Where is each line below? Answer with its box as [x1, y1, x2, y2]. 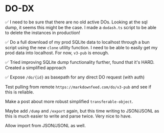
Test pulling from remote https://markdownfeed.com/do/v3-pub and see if [5, 84, 152, 90]
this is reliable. [5, 89, 34, 95]
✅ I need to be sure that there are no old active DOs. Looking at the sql [5, 19, 148, 25]
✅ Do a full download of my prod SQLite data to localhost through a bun [5, 39, 150, 45]
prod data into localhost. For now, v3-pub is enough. [5, 50, 109, 56]
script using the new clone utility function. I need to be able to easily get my [5, 44, 158, 50]
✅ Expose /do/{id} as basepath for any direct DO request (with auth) [5, 74, 145, 80]
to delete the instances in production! [5, 30, 80, 36]
